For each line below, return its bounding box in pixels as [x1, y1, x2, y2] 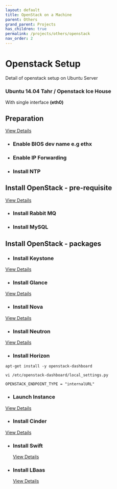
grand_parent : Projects [5, 21, 56, 27]
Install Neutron [12, 328, 51, 335]
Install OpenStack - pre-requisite [5, 183, 112, 192]
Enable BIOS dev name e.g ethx [12, 140, 92, 147]
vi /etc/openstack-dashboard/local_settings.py [5, 372, 109, 378]
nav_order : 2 [5, 36, 33, 41]
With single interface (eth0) [5, 99, 64, 105]
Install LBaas [12, 467, 45, 474]
